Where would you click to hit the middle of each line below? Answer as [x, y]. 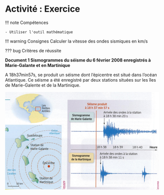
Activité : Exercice [43, 9]
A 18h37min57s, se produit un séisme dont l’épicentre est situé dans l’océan [81, 75]
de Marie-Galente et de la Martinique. [43, 85]
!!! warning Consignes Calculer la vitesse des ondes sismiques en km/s [76, 41]
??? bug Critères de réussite [33, 50]
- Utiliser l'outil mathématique [39, 32]
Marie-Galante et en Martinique [38, 65]
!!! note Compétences [27, 22]
